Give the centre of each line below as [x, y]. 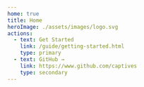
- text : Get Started [44, 40]
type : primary [41, 53]
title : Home [25, 20]
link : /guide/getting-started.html [72, 46]
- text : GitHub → [39, 60]
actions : [20, 33]
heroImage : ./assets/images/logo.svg [63, 27]
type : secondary [44, 72]
